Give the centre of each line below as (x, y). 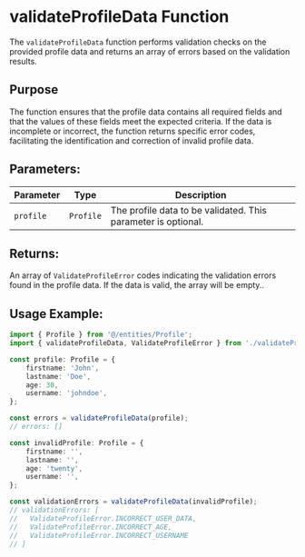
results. (24, 61)
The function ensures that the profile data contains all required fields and (146, 112)
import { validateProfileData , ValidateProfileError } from (126, 343)
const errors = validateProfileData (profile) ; (99, 418)
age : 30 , (42, 385)
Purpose (34, 90)
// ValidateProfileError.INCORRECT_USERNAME (99, 535)
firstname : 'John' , (63, 368)
